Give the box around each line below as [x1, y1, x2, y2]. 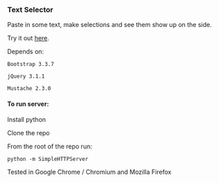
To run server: [7, 99, 49, 108]
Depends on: [7, 47, 44, 56]
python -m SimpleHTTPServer [7, 155, 89, 162]
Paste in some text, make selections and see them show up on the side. [7, 21, 212, 29]
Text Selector [7, 5, 54, 15]
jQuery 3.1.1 [7, 73, 45, 80]
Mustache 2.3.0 [7, 85, 51, 92]
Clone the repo [7, 128, 50, 137]
